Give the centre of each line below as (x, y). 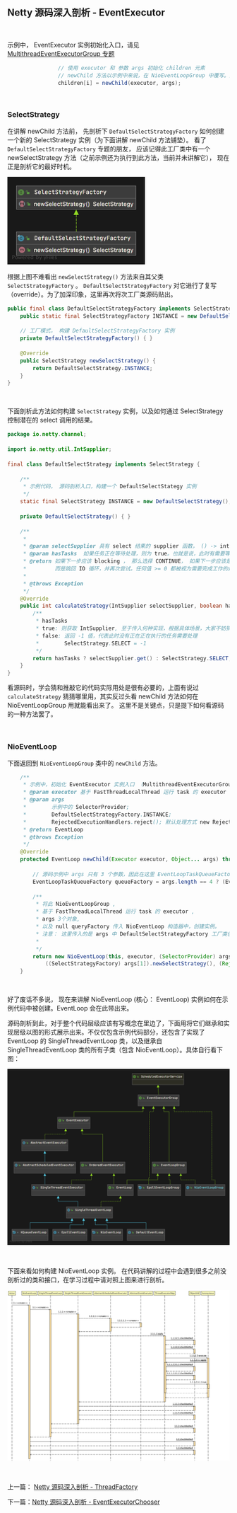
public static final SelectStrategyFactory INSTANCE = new (109, 316)
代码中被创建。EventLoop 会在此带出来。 (73, 1008)
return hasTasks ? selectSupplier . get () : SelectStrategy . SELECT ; (132, 658)
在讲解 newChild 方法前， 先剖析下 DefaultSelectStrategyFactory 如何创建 (116, 131)
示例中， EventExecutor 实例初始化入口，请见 (73, 45)
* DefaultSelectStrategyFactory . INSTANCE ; (97, 815)
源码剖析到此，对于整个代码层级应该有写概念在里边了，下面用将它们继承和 (115, 1023)
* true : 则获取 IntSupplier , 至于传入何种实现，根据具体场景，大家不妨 (131, 628)
